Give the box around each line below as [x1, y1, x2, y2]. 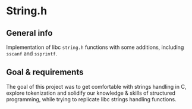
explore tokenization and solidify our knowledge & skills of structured [6, 89, 175, 96]
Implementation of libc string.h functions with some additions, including [6, 43, 184, 51]
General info [6, 28, 53, 38]
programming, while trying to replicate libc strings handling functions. [6, 95, 177, 102]
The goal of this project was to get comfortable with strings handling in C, [6, 83, 187, 90]
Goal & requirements [6, 67, 84, 77]
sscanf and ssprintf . [6, 50, 58, 57]
